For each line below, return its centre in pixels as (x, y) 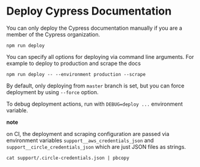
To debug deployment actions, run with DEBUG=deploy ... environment (95, 104)
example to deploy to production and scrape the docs (74, 63)
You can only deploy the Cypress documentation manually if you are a (95, 28)
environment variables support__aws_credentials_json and (80, 140)
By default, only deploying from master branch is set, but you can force (95, 86)
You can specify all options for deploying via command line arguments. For (100, 56)
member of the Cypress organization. (53, 34)
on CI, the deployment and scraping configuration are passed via (88, 134)
